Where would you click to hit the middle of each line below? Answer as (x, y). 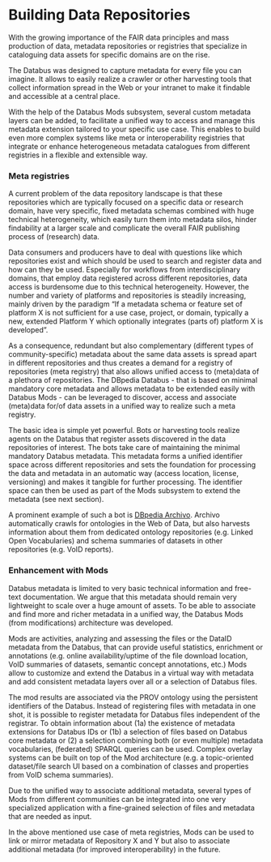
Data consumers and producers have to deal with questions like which (125, 252)
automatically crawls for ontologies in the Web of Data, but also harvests (129, 524)
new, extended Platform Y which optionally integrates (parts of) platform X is (136, 321)
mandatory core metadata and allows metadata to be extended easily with (132, 389)
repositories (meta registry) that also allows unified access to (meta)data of (134, 371)
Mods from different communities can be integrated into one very (117, 799)
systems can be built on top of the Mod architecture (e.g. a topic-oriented (131, 757)
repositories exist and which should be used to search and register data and (135, 261)
